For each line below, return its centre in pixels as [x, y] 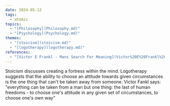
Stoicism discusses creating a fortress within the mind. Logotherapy [76, 71]
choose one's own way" [30, 98]
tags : [11, 15]
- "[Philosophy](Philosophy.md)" [45, 29]
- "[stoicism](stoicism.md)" [40, 43]
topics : [13, 24]
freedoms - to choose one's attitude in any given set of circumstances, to [82, 93]
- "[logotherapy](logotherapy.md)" [47, 47]
